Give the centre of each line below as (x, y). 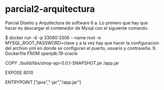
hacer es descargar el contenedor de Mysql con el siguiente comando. (77, 28)
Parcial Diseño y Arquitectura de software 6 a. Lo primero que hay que (77, 23)
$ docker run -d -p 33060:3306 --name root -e (53, 38)
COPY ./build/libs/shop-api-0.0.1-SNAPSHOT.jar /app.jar (62, 63)
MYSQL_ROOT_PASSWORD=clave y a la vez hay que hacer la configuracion (82, 43)
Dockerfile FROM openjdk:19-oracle (41, 53)
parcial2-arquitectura (50, 9)
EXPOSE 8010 (19, 72)
